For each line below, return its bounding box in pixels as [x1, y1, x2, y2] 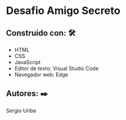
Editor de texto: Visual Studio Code [14, 65, 99, 72]
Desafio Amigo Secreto [6, 4, 121, 17]
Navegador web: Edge [14, 71, 69, 78]
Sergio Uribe [6, 107, 37, 114]
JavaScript [14, 59, 41, 65]
